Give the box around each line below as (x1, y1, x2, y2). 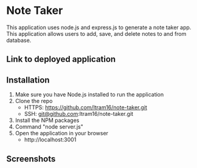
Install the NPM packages (15, 116, 80, 124)
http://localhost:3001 (24, 136, 77, 143)
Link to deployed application (6, 54, 116, 64)
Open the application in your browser (15, 130, 108, 137)
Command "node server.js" (15, 123, 83, 130)
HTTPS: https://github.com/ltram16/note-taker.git (24, 104, 148, 111)
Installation (6, 75, 50, 85)
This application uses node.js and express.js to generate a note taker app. (6, 24, 192, 31)
